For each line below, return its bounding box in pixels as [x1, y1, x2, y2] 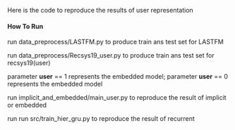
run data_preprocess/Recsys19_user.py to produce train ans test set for [7, 51, 215, 60]
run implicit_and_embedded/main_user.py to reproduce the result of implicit [7, 93, 227, 102]
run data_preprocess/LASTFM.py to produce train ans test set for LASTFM [7, 38, 224, 46]
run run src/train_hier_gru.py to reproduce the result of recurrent [7, 115, 195, 123]
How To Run [7, 22, 44, 30]
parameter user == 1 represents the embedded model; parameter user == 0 [7, 72, 228, 81]
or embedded [7, 101, 47, 110]
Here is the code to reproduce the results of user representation [7, 6, 194, 14]
